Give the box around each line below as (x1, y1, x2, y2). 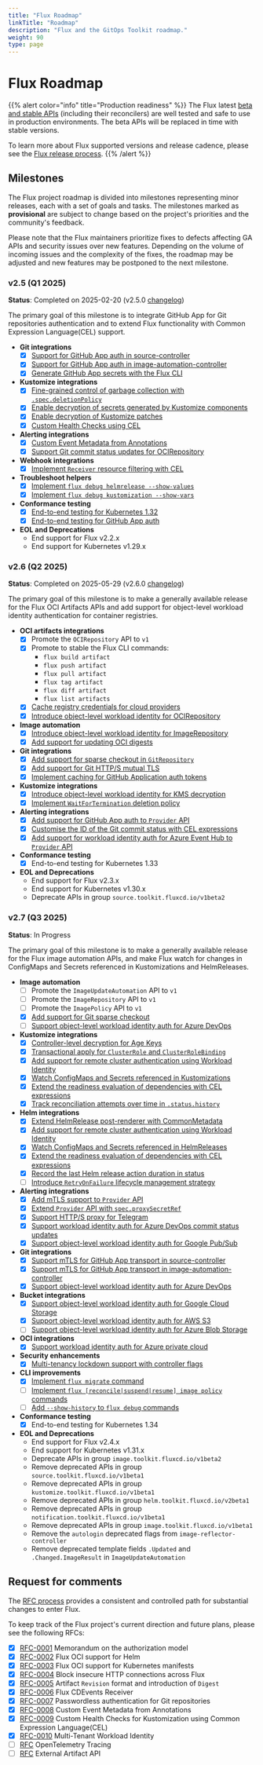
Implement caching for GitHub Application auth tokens (31, 772, 207, 781)
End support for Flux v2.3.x (31, 876, 119, 886)
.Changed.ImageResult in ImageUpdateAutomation (31, 1552, 186, 1562)
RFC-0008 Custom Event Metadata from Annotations (19, 1705, 192, 1714)
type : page (8, 41, 44, 49)
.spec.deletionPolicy (31, 396, 102, 404)
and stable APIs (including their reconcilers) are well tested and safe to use (8, 109, 251, 119)
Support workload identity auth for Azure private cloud (31, 1342, 208, 1351)
